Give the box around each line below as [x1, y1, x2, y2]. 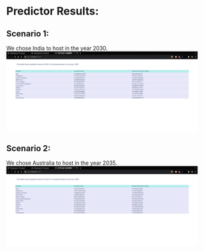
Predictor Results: [6, 4, 99, 18]
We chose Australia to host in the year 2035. [6, 159, 117, 167]
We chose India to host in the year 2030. [6, 44, 108, 52]
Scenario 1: [6, 29, 50, 39]
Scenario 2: [6, 143, 51, 153]
